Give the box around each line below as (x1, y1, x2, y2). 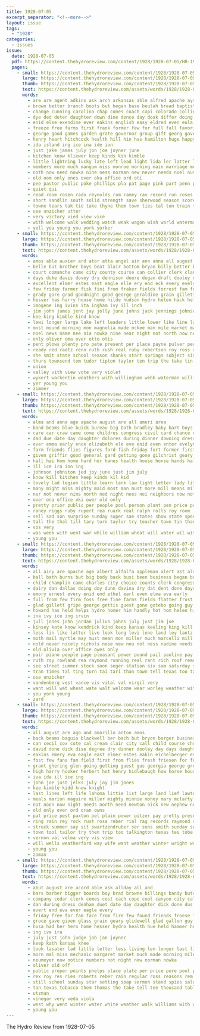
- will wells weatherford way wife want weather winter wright (27, 840, 187, 847)
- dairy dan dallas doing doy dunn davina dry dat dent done (27, 585, 183, 591)
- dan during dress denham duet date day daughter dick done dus (27, 901, 193, 907)
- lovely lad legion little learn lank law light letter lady (27, 480, 185, 486)
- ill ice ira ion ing (27, 463, 84, 469)
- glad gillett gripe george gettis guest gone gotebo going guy (27, 602, 193, 608)
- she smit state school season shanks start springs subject (27, 352, 185, 358)
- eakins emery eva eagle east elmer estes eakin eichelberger (27, 752, 187, 758)
